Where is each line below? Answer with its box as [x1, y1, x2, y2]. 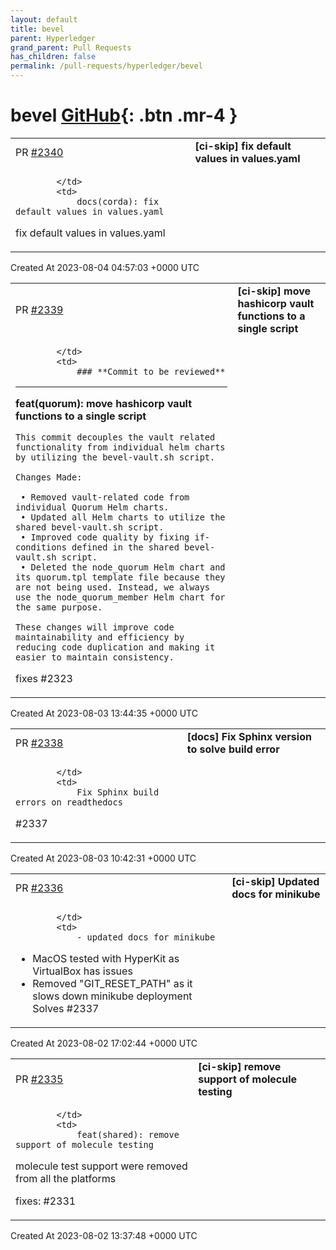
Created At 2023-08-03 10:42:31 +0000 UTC [10, 852, 197, 864]
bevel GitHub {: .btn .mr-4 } [10, 104, 238, 127]
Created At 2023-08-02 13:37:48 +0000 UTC [10, 1229, 198, 1241]
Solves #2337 [32, 1001, 100, 1015]
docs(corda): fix [76, 196, 160, 207]
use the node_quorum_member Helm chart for [15, 591, 226, 603]
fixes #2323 [15, 671, 73, 685]
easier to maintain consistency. [15, 651, 175, 663]
